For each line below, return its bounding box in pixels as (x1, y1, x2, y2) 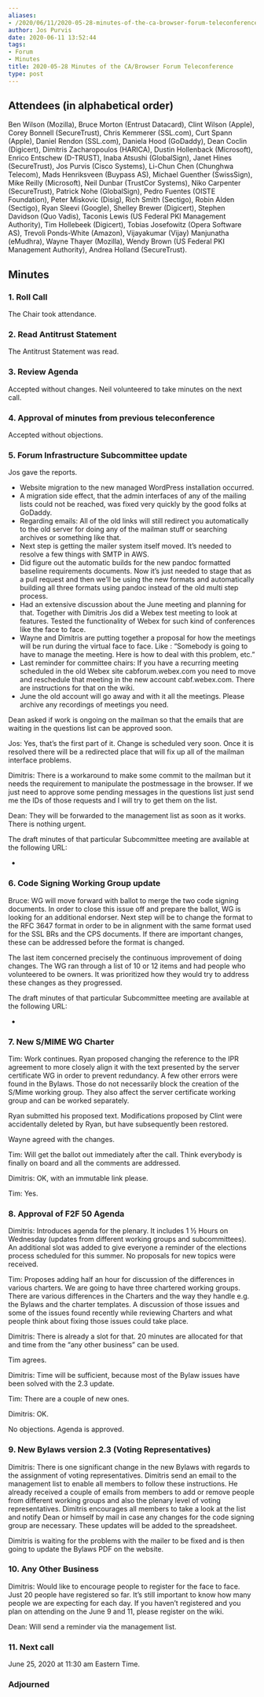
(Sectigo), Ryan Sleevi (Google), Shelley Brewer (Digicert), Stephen (8, 204, 225, 213)
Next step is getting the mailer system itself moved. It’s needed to (19, 542, 232, 551)
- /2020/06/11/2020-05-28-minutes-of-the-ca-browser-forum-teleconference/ (8, 19, 262, 27)
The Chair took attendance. (8, 310, 97, 319)
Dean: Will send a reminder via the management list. (8, 1622, 177, 1631)
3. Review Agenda (8, 366, 79, 377)
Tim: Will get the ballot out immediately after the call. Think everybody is (8, 1149, 242, 1159)
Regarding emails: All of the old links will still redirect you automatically (19, 516, 249, 526)
